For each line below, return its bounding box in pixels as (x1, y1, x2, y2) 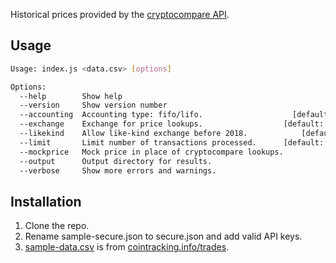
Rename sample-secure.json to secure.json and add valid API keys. (24, 230, 303, 243)
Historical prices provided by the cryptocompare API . (10, 9, 230, 20)
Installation (10, 193, 82, 210)
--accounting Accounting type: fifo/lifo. (19, 110, 203, 120)
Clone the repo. (24, 220, 90, 232)
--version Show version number (19, 100, 168, 111)
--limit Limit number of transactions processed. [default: (19, 137, 325, 148)
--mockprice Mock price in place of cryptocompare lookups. (19, 147, 284, 157)
